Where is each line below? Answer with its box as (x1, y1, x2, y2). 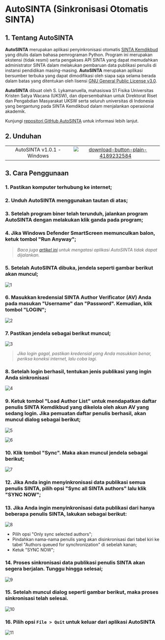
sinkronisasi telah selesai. (5, 595, 69, 602)
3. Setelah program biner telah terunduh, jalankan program (5, 210, 148, 217)
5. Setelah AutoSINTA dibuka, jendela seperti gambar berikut (5, 264, 153, 271)
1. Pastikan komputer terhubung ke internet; (5, 184, 112, 191)
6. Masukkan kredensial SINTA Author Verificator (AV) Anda (5, 294, 151, 301)
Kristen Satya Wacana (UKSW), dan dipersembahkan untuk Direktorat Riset (5, 93, 157, 98)
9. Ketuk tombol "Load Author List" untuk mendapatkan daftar (5, 398, 157, 405)
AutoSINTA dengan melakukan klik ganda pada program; (5, 216, 143, 223)
